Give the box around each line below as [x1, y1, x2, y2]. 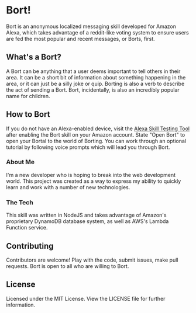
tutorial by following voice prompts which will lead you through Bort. [6, 144, 170, 151]
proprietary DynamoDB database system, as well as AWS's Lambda [6, 218, 169, 225]
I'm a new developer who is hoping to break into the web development [6, 171, 176, 178]
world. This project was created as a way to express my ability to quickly [6, 178, 181, 185]
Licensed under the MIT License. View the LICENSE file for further [6, 295, 166, 302]
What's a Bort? [6, 52, 61, 62]
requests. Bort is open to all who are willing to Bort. [6, 262, 129, 269]
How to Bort [6, 109, 50, 120]
